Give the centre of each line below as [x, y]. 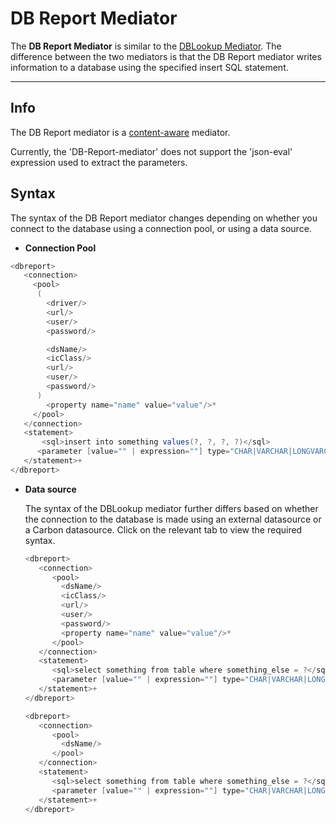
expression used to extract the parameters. [99, 162]
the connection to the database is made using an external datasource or [173, 519]
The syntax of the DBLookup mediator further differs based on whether [171, 508]
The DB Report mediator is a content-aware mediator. [120, 132]
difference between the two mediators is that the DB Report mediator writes [166, 56]
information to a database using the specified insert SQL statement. [149, 67]
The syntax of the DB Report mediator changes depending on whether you [164, 218]
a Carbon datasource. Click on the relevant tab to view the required [163, 529]
